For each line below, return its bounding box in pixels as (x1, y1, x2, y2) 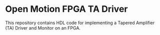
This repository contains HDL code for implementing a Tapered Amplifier (5, 20, 155, 26)
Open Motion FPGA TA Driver (5, 3, 128, 15)
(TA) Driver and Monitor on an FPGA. (5, 25, 81, 31)
